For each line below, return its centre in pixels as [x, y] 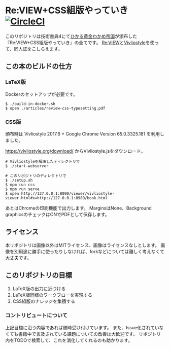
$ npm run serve [22, 189]
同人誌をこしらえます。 [38, 49]
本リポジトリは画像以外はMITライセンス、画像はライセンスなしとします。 [82, 245]
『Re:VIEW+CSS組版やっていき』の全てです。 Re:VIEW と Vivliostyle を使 [80, 42]
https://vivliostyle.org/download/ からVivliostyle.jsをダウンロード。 [75, 151]
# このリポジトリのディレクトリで [36, 176]
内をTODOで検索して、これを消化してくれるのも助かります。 [69, 340]
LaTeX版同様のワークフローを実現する [52, 295]
